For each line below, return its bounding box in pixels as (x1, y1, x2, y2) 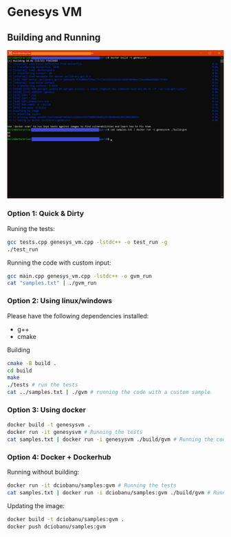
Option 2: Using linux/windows (7, 296, 112, 306)
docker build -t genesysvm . (7, 421, 91, 428)
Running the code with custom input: (7, 259, 111, 267)
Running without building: (7, 468, 80, 476)
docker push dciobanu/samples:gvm (7, 523, 107, 530)
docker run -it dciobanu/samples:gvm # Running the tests (7, 482, 177, 489)
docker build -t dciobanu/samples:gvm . (7, 516, 125, 523)
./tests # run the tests (7, 382, 78, 388)
